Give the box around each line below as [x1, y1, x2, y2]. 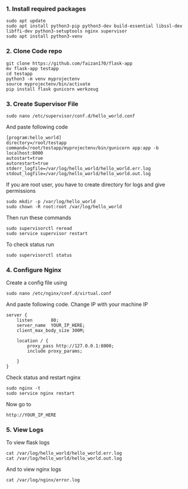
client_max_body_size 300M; [16, 328, 85, 334]
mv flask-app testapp [6, 65, 59, 72]
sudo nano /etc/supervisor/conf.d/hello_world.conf [6, 113, 135, 119]
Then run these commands [6, 214, 72, 221]
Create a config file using [6, 279, 68, 286]
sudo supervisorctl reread [6, 225, 72, 231]
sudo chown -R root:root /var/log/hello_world [6, 203, 122, 210]
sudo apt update [6, 18, 46, 24]
